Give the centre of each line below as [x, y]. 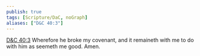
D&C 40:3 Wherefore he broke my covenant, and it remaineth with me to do [100, 40]
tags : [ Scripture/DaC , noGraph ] [47, 17]
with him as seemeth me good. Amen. [53, 46]
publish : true [24, 12]
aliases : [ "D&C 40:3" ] [35, 23]
